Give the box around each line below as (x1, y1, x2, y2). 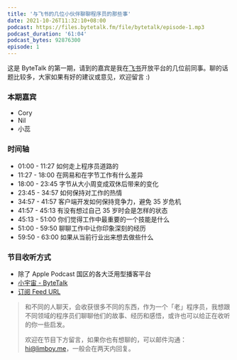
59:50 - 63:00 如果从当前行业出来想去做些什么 (17, 232, 154, 241)
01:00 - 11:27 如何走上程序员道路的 (17, 161, 119, 170)
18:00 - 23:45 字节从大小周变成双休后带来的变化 (17, 179, 159, 188)
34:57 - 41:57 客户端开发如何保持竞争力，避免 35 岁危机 (17, 197, 182, 206)
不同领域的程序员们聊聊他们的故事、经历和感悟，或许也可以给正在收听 (24, 311, 231, 320)
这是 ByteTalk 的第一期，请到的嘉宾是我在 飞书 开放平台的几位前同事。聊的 (7, 64, 222, 72)
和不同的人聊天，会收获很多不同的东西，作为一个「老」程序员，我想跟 (24, 302, 231, 311)
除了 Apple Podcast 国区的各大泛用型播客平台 (17, 269, 151, 278)
